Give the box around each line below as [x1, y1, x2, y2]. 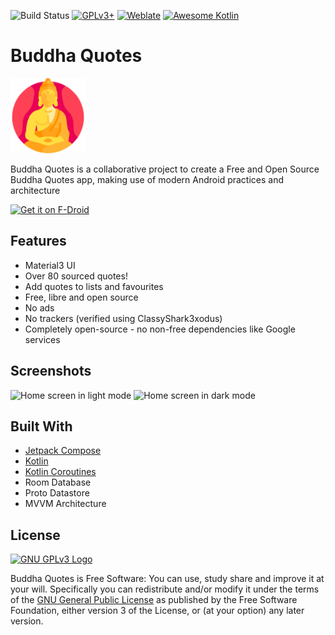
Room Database [24, 476, 92, 489]
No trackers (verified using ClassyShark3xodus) [24, 312, 223, 324]
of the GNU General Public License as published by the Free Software [10, 594, 298, 606]
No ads [24, 301, 55, 314]
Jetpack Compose [24, 445, 102, 457]
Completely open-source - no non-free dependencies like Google [24, 323, 296, 335]
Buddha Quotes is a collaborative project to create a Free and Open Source [10, 163, 320, 175]
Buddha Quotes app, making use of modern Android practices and [10, 173, 285, 185]
